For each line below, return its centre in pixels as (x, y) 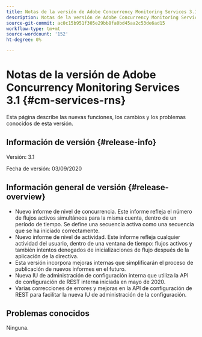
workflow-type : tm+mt (33, 29)
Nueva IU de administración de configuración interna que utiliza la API (102, 275)
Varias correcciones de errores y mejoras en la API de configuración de (103, 288)
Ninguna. (17, 328)
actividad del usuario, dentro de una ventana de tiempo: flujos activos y (103, 243)
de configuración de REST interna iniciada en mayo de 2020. (90, 282)
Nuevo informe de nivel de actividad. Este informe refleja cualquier (97, 237)
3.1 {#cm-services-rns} (66, 100)
